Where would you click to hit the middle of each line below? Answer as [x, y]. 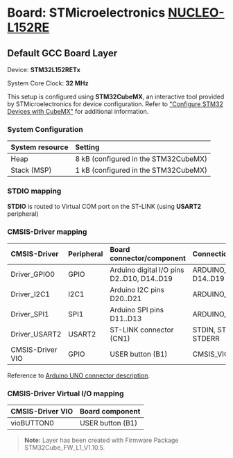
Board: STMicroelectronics [86, 13]
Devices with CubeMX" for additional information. [78, 111]
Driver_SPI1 [30, 314]
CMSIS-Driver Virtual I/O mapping [66, 393]
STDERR [206, 338]
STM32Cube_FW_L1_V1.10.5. [64, 448]
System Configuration [45, 129]
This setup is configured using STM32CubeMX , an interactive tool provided [116, 96]
